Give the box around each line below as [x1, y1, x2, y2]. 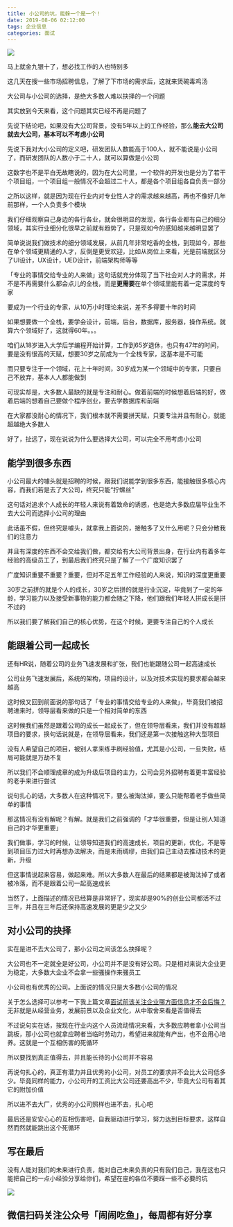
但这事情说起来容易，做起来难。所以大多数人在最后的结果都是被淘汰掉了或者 [7, 870, 226, 878]
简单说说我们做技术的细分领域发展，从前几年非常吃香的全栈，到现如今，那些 [7, 239, 226, 247]
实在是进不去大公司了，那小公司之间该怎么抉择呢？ [7, 944, 153, 953]
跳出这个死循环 [37, 1123, 80, 1132]
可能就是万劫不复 [12, 753, 62, 761]
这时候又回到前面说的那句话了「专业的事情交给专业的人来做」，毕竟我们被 [7, 697, 217, 706]
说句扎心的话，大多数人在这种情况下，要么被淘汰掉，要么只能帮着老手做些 [7, 791, 220, 799]
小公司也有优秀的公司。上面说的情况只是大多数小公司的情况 [7, 983, 178, 991]
